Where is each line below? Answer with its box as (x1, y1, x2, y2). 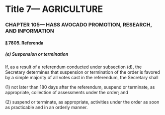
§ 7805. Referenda (5, 40, 44, 46)
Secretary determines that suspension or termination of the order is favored (5, 69, 161, 75)
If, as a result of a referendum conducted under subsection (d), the (5, 64, 142, 70)
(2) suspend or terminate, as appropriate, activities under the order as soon (5, 99, 160, 105)
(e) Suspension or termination (5, 51, 69, 57)
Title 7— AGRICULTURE (5, 3, 103, 15)
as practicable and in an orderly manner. (5, 104, 88, 110)
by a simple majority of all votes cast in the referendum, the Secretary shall (5, 74, 159, 80)
